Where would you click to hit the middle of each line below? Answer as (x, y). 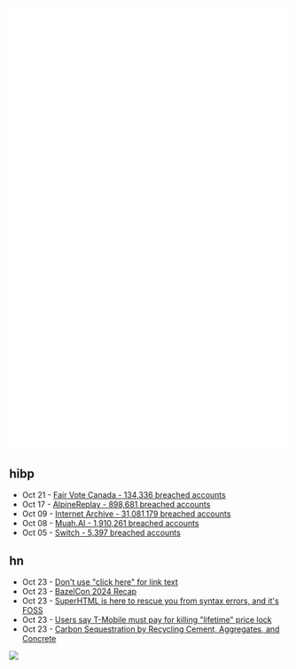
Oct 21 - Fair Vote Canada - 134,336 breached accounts (124, 495)
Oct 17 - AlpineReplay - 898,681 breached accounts (116, 505)
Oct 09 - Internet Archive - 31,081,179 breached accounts (126, 514)
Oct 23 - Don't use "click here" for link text (100, 582)
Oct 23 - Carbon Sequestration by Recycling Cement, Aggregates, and (151, 629)
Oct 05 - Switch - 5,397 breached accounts (101, 533)
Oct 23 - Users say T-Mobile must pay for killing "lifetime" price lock (147, 620)
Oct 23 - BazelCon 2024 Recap (79, 592)
